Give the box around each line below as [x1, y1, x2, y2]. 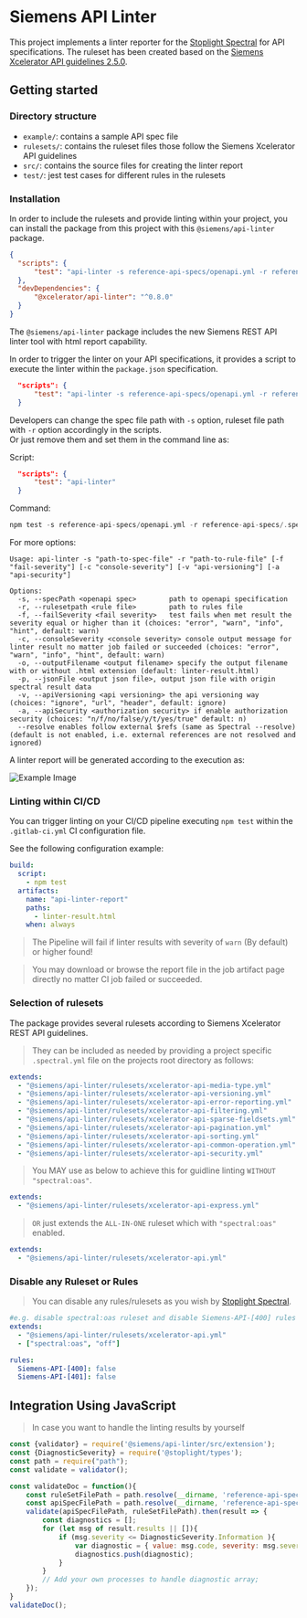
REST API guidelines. [9, 1027, 89, 1038]
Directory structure [9, 110, 98, 122]
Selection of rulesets [9, 997, 104, 1010]
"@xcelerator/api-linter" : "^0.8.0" [33, 292, 174, 302]
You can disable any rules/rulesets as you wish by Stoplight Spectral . [31, 1295, 292, 1307]
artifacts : [17, 886, 59, 895]
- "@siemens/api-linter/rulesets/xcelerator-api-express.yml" [17, 1201, 259, 1211]
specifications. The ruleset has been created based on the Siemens [9, 46, 264, 57]
